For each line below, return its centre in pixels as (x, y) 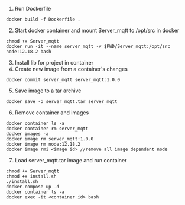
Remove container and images (52, 113)
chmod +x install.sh (32, 177)
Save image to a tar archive (48, 91)
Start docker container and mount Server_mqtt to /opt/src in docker (97, 30)
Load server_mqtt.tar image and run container (71, 160)
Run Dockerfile (33, 9)
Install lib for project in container (54, 63)
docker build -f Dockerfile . (43, 20)
